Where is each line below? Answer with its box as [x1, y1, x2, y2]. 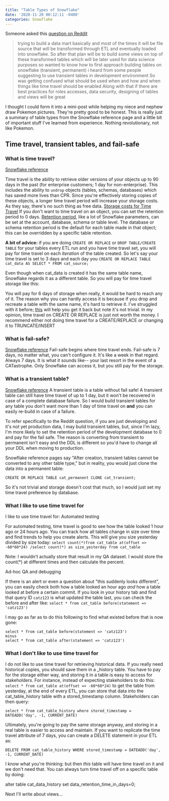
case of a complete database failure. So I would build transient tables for [5, 397, 156, 404]
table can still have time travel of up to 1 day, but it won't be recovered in [5, 392, 155, 398]
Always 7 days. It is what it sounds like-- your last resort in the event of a [5, 357, 156, 363]
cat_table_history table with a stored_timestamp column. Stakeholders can [5, 693, 159, 700]
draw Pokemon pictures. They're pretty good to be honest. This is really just [5, 109, 163, 115]
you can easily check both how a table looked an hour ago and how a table [5, 583, 161, 590]
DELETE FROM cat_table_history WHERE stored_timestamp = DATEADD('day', [5, 747, 161, 753]
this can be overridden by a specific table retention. [5, 230, 112, 236]
